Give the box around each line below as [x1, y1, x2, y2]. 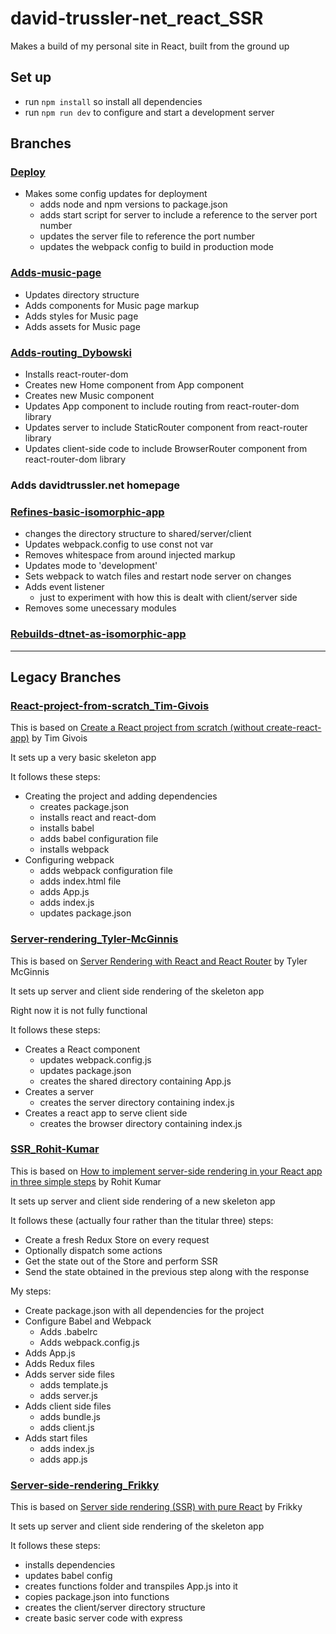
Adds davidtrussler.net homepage [10, 478, 181, 492]
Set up [10, 69, 52, 86]
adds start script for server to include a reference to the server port [39, 209, 318, 221]
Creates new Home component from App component [24, 379, 245, 391]
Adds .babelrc [39, 1325, 98, 1337]
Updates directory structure [24, 288, 140, 301]
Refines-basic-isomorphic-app [10, 505, 165, 519]
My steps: [10, 1285, 52, 1297]
